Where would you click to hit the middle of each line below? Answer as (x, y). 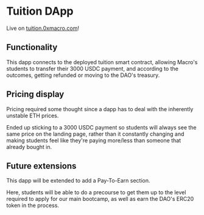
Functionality (32, 47)
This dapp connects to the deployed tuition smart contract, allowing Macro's (102, 62)
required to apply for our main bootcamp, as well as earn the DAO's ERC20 (100, 199)
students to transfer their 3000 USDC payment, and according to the (92, 68)
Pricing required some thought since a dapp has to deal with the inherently (100, 109)
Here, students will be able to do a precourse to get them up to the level (96, 192)
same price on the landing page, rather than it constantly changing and (95, 134)
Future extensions (41, 166)
